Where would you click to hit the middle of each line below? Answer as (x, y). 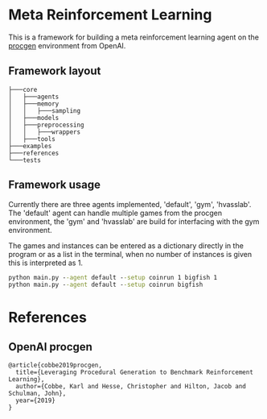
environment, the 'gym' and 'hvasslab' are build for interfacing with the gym (134, 221)
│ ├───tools (32, 139)
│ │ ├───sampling (45, 110)
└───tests (25, 160)
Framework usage (55, 185)
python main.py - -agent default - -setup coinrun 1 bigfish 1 (113, 277)
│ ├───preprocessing (46, 125)
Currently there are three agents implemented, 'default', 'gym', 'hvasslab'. (130, 204)
